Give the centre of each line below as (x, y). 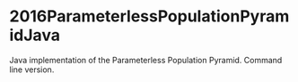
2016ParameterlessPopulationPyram (149, 16)
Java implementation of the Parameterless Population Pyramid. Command (146, 60)
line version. (32, 70)
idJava (35, 35)
